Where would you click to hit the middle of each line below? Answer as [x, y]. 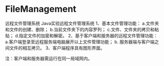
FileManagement [41, 9]
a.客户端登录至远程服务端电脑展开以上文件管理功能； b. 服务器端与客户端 [80, 42]
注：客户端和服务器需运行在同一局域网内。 [49, 58]
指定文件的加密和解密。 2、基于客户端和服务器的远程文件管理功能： [88, 35]
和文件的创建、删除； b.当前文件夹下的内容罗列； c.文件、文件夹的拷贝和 [80, 29]
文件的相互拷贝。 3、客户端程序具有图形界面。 [57, 48]
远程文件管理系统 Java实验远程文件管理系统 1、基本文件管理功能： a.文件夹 [82, 23]
